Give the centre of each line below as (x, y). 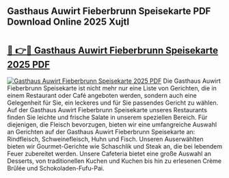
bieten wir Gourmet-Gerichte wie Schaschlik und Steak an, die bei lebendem (115, 146)
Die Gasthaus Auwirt (192, 81)
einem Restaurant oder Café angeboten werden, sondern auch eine (102, 96)
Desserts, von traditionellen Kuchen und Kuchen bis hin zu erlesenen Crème (114, 161)
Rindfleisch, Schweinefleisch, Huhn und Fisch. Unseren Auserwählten (105, 139)
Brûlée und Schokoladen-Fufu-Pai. (56, 168)
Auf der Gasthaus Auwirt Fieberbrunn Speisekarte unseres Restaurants (107, 110)
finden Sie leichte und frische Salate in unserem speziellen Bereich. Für (107, 117)
